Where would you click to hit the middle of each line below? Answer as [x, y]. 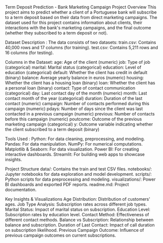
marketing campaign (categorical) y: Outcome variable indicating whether [79, 124]
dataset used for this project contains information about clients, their [74, 22]
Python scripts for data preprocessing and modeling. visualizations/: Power [80, 179]
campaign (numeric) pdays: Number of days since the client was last [74, 109]
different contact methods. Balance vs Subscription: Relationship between [79, 220]
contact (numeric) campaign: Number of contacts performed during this [77, 103]
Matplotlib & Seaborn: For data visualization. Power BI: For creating [72, 149]
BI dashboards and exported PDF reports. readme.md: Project [67, 184]
